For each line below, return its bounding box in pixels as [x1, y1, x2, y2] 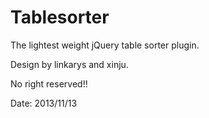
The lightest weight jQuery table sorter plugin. [10, 39, 200, 51]
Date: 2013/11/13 [10, 97, 78, 109]
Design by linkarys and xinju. [10, 58, 129, 70]
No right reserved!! [10, 77, 88, 90]
